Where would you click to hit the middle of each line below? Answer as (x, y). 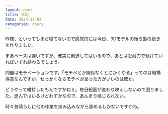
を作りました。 (21, 45)
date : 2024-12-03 (23, 19)
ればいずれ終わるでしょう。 (34, 62)
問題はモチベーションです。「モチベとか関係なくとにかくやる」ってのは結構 (83, 73)
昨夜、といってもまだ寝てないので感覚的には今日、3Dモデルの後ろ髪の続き (83, 39)
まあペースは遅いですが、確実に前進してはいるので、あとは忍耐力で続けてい (84, 56)
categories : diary (24, 24)
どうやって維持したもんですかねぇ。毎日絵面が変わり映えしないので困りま (82, 90)
